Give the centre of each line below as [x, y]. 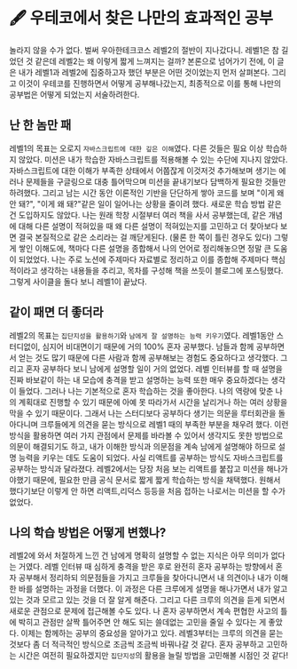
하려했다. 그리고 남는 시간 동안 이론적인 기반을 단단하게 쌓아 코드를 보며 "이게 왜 [147, 193]
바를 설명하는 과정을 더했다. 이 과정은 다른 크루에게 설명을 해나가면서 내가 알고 [153, 589]
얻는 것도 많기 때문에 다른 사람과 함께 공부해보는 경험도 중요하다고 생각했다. [148, 357]
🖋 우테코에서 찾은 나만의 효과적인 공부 [141, 18]
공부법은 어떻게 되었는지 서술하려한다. [74, 94]
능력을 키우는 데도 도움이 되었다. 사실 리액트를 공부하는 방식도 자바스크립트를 [151, 458]
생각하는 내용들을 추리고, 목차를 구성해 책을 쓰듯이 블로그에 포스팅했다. [161, 270]
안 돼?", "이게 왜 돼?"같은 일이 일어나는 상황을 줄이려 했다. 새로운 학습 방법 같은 [145, 203]
